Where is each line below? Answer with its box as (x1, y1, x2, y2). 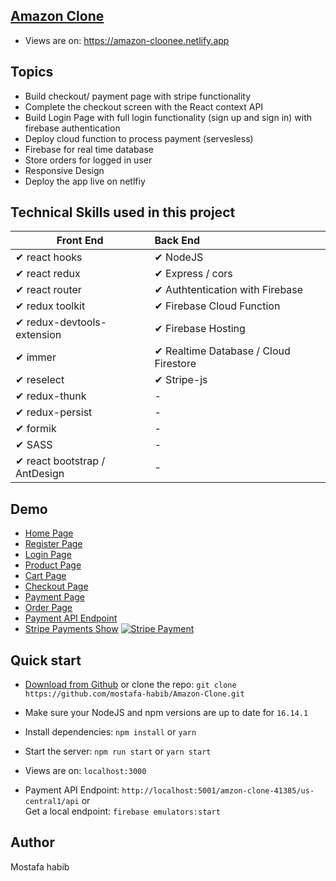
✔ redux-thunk (15, 389, 87, 403)
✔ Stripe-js (154, 373, 208, 387)
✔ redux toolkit (15, 299, 86, 313)
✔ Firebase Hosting (154, 322, 246, 336)
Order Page (24, 602, 73, 614)
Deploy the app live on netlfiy (24, 175, 146, 187)
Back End (154, 234, 201, 248)
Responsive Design (24, 164, 105, 176)
